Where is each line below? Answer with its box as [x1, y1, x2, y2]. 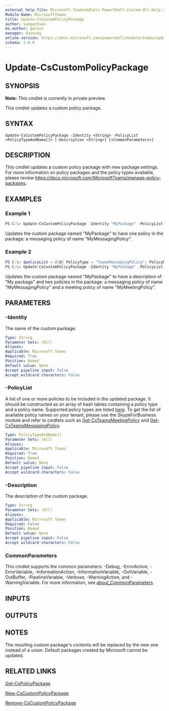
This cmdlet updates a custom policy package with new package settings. [5, 164, 159, 170]
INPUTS [5, 594, 30, 603]
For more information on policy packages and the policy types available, [5, 170, 154, 176]
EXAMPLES [5, 195, 42, 203]
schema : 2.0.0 [5, 40, 35, 45]
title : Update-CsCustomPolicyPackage [5, 17, 84, 22]
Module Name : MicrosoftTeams [5, 12, 66, 17]
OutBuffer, [5, 574, 27, 580]
